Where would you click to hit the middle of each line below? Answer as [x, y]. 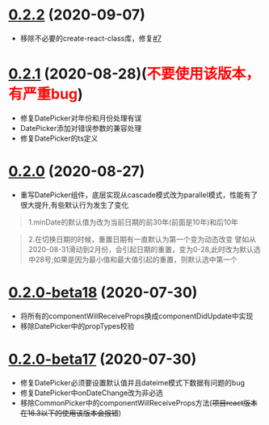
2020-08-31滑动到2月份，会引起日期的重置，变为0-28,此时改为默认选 [144, 249]
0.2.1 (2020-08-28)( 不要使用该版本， [134, 74]
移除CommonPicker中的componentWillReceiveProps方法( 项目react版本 [139, 402]
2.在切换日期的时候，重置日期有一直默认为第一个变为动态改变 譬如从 [142, 239]
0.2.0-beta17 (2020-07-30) [103, 359]
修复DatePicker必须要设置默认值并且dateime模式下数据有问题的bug [132, 382]
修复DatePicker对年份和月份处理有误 [81, 118]
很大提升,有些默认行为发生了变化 [74, 204]
